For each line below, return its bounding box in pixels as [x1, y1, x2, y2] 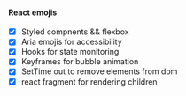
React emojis [8, 7, 58, 18]
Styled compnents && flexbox [20, 26, 129, 37]
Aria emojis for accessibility [20, 36, 122, 48]
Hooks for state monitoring [20, 47, 120, 57]
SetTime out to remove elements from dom [20, 66, 178, 77]
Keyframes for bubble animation [20, 56, 139, 67]
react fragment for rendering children [20, 76, 158, 87]
